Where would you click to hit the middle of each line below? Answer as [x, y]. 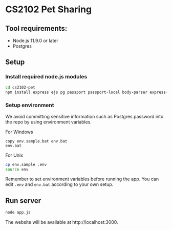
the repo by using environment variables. [49, 122]
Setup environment [30, 105]
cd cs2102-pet [20, 87]
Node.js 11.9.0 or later [36, 40]
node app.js [18, 213]
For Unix [14, 155]
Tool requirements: [36, 28]
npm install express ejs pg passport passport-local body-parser [76, 92]
